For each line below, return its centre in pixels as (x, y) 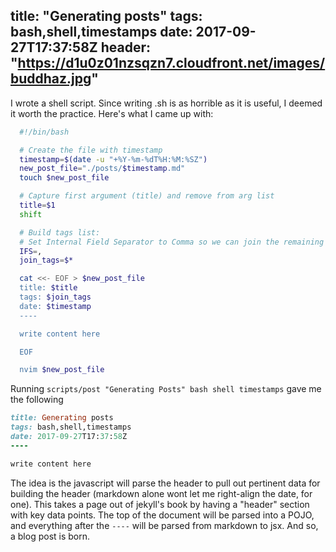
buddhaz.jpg (51, 79)
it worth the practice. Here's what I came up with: (112, 113)
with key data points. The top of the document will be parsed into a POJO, (162, 515)
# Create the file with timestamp (91, 150)
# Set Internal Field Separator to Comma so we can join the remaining (172, 242)
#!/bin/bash (44, 132)
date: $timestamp (55, 306)
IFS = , (31, 251)
